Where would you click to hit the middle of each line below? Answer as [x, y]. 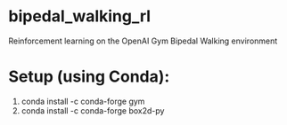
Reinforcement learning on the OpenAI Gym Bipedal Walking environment [143, 41]
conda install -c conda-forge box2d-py [93, 110]
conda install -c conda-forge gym [83, 101]
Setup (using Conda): [89, 77]
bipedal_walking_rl [80, 16]
